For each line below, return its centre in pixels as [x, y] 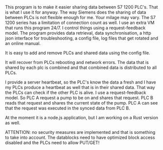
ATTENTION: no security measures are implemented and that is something [80, 132]
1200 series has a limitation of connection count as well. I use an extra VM [80, 22]
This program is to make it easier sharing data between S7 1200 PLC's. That [81, 7]
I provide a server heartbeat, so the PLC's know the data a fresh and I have [81, 82]
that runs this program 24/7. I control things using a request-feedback [75, 28]
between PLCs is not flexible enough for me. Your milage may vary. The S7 [80, 17]
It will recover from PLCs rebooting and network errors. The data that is [77, 62]
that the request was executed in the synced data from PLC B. [68, 108]
